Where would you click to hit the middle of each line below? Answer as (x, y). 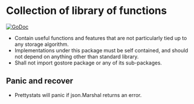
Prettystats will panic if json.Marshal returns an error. (78, 95)
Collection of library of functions (87, 11)
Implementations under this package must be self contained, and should (101, 50)
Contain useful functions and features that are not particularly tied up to (101, 38)
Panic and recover (40, 81)
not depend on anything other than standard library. (76, 56)
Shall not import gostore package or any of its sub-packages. (88, 63)
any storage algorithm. (41, 44)
